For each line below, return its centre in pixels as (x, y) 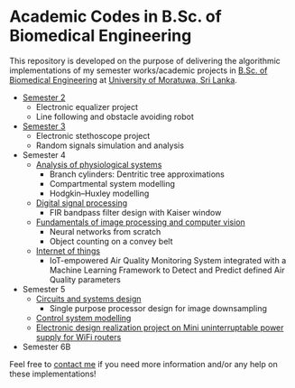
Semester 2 (44, 97)
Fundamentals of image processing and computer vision (140, 222)
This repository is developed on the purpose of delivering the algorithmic (145, 60)
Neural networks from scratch (105, 231)
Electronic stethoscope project (93, 135)
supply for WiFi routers (78, 337)
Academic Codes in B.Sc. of (116, 17)
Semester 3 (44, 126)
